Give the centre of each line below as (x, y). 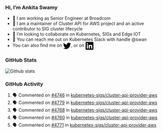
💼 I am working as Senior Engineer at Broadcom (61, 18)
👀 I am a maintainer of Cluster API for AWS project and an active (78, 23)
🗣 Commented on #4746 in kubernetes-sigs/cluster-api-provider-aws (85, 95)
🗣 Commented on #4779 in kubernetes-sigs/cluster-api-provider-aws (85, 102)
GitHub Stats (21, 60)
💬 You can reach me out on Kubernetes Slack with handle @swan (80, 39)
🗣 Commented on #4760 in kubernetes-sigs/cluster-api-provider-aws (85, 117)
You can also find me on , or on (48, 45)
